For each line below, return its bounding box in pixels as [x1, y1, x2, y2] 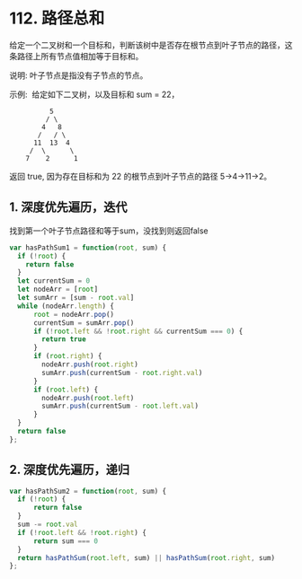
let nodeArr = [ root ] [17, 285, 99, 294]
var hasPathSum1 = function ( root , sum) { [9, 243, 167, 252]
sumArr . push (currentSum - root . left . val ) [41, 401, 200, 411]
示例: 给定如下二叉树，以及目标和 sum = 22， [9, 89, 180, 100]
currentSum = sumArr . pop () [32, 318, 135, 328]
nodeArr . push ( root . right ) [41, 360, 139, 369]
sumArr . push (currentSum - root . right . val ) [41, 368, 203, 377]
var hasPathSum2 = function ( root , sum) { [9, 487, 167, 496]
